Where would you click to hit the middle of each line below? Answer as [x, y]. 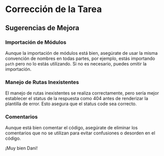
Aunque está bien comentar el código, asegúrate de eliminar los [71, 128]
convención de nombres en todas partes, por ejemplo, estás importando [80, 58]
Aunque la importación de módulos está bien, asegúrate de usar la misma [81, 53]
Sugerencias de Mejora [42, 28]
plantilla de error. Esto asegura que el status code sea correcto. [71, 104]
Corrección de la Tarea [54, 9]
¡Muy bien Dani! [21, 148]
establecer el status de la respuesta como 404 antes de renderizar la [77, 99]
